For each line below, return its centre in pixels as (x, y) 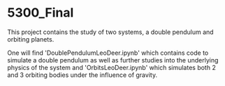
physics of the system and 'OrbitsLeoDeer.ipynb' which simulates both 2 (112, 67)
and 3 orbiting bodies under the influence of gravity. (82, 75)
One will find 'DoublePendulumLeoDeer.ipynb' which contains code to (108, 53)
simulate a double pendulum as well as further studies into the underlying (113, 60)
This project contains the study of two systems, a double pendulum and (111, 32)
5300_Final (41, 13)
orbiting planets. (31, 39)
